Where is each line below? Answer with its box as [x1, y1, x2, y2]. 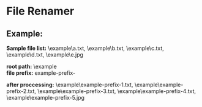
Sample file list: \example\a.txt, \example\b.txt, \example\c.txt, [6, 44, 164, 52]
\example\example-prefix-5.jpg [6, 94, 84, 101]
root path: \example [6, 63, 57, 70]
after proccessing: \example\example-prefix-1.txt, [6, 81, 133, 88]
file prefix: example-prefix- [6, 69, 75, 77]
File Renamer [6, 4, 75, 18]
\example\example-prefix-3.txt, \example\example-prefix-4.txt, [37, 88, 196, 95]
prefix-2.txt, [6, 88, 37, 95]
